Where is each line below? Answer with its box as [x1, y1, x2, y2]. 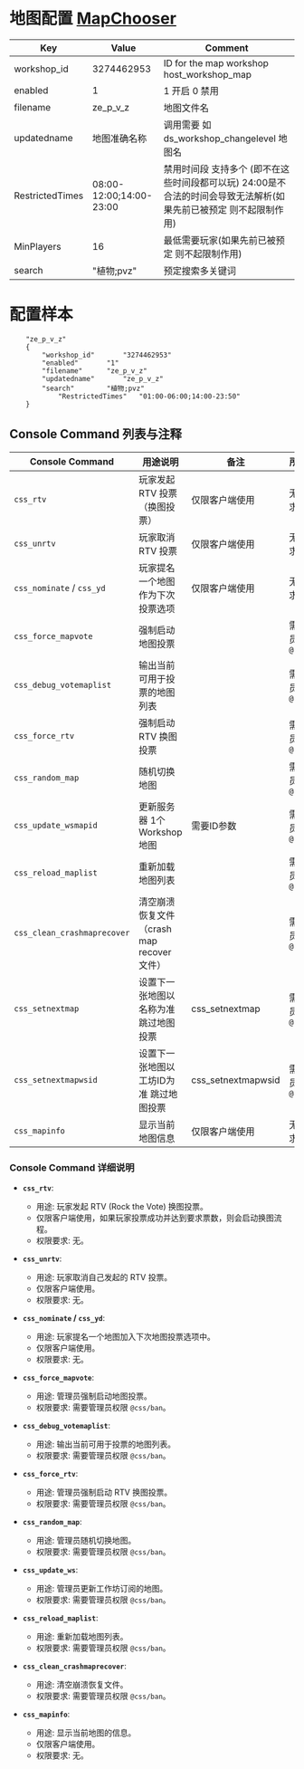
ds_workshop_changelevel [163, 132, 276, 145]
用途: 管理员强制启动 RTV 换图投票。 [35, 1487, 173, 1497]
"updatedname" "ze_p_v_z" [42, 374, 165, 383]
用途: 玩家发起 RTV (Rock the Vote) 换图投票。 [35, 1200, 208, 1211]
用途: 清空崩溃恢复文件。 [35, 1678, 128, 1689]
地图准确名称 [91, 132, 147, 145]
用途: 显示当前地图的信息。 [35, 1726, 137, 1738]
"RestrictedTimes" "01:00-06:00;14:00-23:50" [57, 391, 242, 401]
